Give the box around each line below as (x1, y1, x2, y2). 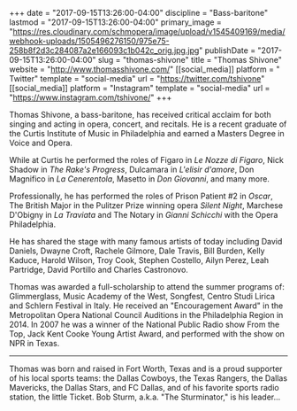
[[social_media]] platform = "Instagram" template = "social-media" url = (9, 83, 270, 93)
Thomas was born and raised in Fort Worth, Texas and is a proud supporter (9, 363, 283, 374)
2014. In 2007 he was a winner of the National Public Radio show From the (9, 319, 280, 330)
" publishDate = (198, 45, 256, 56)
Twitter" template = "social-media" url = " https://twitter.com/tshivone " (9, 74, 265, 83)
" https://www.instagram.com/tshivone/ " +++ (9, 92, 172, 103)
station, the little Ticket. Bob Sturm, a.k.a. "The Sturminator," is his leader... (9, 392, 281, 402)
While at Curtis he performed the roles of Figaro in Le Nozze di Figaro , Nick (9, 155, 285, 165)
